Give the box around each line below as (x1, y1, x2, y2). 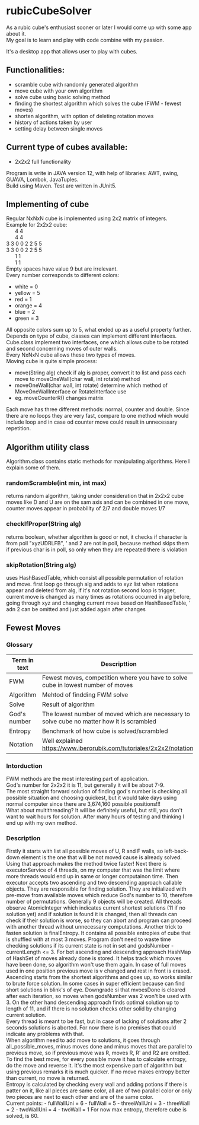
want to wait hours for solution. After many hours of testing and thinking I (6, 813, 185, 820)
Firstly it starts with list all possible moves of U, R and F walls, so (6, 847, 163, 855)
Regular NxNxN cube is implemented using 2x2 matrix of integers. (6, 215, 168, 222)
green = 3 (14, 314, 39, 322)
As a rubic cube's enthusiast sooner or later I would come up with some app (6, 24, 192, 31)
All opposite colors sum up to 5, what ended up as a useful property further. (6, 326, 191, 333)
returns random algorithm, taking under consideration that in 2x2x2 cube (6, 492, 184, 500)
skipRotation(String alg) (6, 561, 77, 569)
